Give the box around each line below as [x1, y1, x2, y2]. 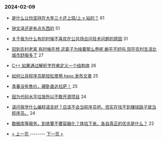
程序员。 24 [11, 110, 36, 116]
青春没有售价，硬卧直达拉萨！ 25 [11, 83, 78, 89]
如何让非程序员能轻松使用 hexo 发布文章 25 [11, 73, 98, 79]
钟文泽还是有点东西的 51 [11, 25, 60, 31]
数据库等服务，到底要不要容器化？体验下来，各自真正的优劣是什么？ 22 [11, 121, 154, 126]
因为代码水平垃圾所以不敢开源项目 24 [11, 94, 87, 100]
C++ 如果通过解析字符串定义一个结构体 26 [11, 62, 97, 69]
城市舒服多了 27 [11, 52, 44, 58]
